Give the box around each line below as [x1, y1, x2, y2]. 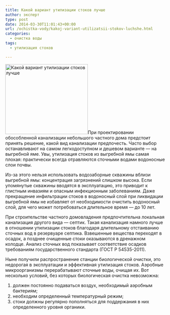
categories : [5, 31, 30, 36]
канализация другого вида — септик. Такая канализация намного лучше [5, 219, 163, 225]
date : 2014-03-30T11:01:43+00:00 [5, 21, 76, 27]
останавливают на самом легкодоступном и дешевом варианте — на [5, 146, 157, 152]
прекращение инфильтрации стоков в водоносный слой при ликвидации [5, 193, 163, 199]
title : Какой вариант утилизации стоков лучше [5, 7, 106, 13]
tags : [5, 41, 17, 46]
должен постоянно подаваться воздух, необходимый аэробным [12, 282, 153, 288]
